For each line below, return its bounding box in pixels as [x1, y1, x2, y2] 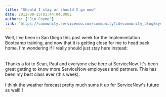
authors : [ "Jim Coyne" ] [5, 16, 54, 21]
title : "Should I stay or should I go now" [5, 7, 96, 12]
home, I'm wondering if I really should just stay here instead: [5, 45, 128, 51]
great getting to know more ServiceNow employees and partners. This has [5, 66, 157, 72]
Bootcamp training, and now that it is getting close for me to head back [5, 40, 150, 46]
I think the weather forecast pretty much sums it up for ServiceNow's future [5, 82, 159, 88]
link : [5, 21, 16, 26]
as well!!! [5, 87, 23, 93]
